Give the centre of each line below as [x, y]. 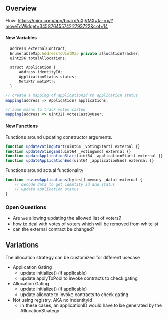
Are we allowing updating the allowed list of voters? [67, 218]
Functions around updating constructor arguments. [59, 137]
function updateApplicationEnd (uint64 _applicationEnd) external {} [80, 161]
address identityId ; [41, 72]
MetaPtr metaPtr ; [37, 82]
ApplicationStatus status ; [47, 77]
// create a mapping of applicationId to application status [72, 96]
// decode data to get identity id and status [65, 185]
